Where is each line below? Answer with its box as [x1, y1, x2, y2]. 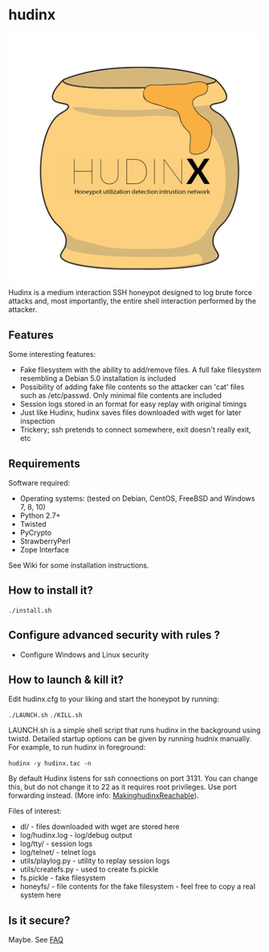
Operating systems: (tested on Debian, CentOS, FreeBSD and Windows [19, 494, 255, 503]
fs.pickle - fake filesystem [19, 873, 106, 883]
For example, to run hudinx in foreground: [8, 742, 146, 753]
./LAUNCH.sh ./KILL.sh [8, 712, 83, 720]
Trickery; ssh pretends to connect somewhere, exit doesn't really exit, [19, 425, 251, 435]
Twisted [19, 519, 47, 529]
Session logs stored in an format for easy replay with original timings [19, 400, 247, 409]
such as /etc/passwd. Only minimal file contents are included [19, 391, 222, 400]
